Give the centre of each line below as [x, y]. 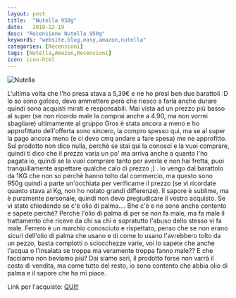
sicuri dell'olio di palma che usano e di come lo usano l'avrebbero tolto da [114, 235]
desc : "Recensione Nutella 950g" [56, 33]
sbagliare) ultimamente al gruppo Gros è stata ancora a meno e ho [104, 123]
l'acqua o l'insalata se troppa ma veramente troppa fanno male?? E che [110, 250]
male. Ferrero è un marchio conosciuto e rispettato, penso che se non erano [118, 228]
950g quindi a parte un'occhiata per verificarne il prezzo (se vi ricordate [112, 183]
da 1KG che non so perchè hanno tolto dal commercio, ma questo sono [110, 175]
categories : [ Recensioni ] [45, 46]
